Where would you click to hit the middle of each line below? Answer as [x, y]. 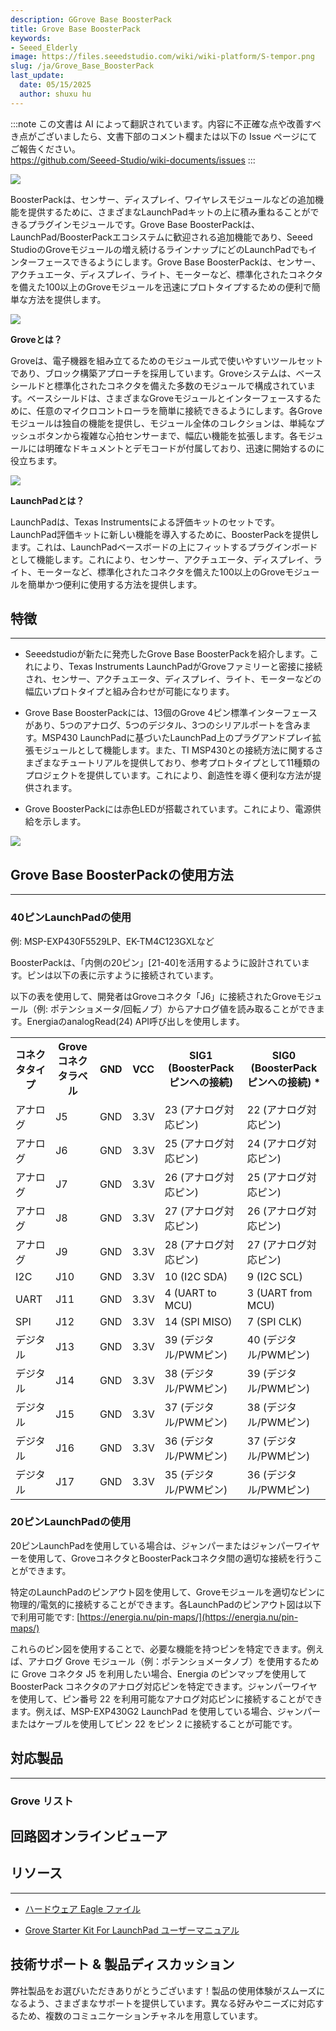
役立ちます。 [36, 460]
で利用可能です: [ [45, 1617]
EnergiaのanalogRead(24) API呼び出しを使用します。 [135, 1021]
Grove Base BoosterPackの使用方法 [122, 874]
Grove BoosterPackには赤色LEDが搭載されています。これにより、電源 [168, 809]
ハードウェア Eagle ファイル [83, 1908]
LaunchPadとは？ [47, 500]
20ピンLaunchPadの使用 [71, 1522]
